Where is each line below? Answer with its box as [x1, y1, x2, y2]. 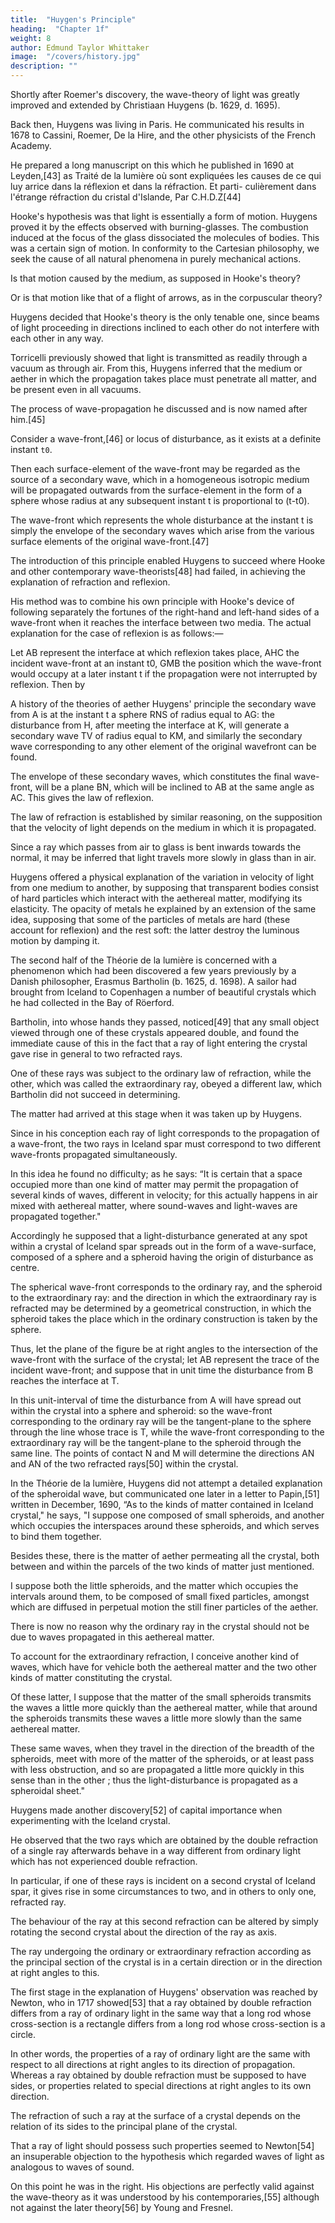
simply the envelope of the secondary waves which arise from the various [10, 525, 315, 536]
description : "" [10, 61, 78, 71]
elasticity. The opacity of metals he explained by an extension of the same [10, 903, 317, 915]
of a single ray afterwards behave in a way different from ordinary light [10, 1845, 302, 1856]
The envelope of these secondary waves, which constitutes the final [10, 771, 292, 782]
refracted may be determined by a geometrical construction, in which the [10, 1302, 312, 1314]
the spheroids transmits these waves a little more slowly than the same [10, 1712, 302, 1724]
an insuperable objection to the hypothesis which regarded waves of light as [10, 2151, 325, 2162]
